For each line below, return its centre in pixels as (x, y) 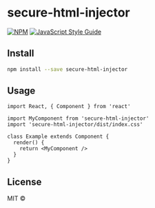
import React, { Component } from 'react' (69, 107)
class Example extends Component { (58, 137)
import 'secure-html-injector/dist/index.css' (75, 125)
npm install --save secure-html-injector (68, 69)
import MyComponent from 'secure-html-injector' (78, 118)
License (24, 181)
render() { (29, 143)
